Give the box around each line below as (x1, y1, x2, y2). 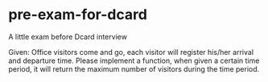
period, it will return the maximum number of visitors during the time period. (8, 64, 260, 73)
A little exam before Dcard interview (8, 32, 127, 41)
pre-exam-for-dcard (8, 6, 147, 24)
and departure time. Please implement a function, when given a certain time (8, 56, 260, 65)
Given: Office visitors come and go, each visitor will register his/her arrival (8, 47, 254, 57)
